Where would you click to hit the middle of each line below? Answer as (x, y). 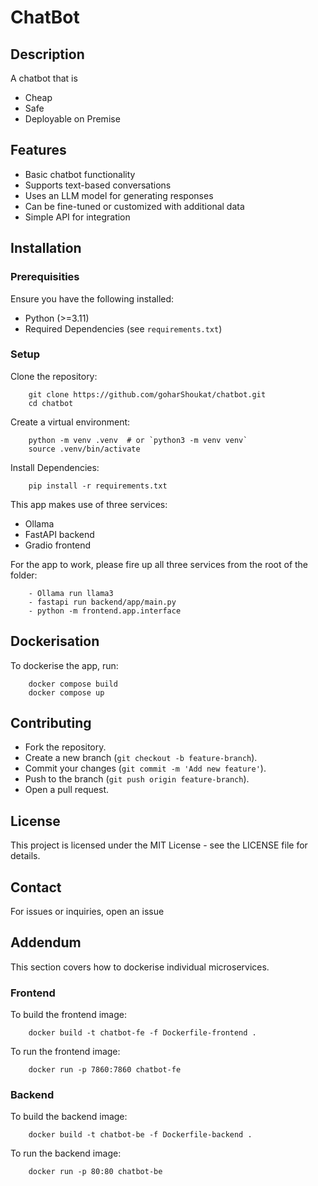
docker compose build (73, 684)
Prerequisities (45, 277)
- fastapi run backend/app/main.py (102, 602)
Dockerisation (55, 641)
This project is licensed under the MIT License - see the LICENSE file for (159, 845)
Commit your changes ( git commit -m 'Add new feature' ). (145, 768)
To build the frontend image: (68, 1015)
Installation (46, 248)
